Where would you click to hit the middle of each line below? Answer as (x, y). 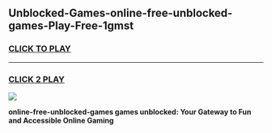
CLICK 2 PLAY (36, 79)
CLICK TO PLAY (40, 49)
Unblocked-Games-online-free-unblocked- (121, 13)
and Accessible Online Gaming (61, 120)
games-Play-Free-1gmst (71, 26)
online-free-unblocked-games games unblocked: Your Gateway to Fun (130, 111)
